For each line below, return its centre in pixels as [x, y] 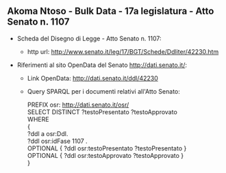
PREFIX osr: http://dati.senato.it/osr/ [78, 105]
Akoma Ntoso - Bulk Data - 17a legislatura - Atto [111, 11]
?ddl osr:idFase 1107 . [57, 141]
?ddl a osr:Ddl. [48, 133]
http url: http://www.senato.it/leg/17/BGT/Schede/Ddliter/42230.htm [123, 51]
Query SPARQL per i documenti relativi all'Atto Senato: [103, 91]
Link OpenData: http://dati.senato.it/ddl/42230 [93, 78]
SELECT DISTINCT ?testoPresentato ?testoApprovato [102, 111]
